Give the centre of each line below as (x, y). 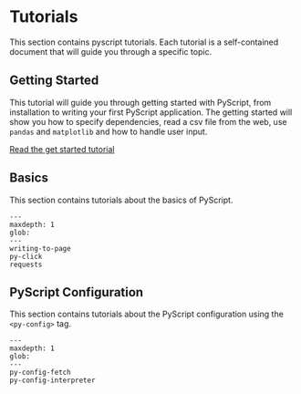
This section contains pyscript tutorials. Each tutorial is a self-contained (144, 42)
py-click (26, 256)
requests (26, 264)
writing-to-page (40, 248)
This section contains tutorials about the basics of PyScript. (121, 200)
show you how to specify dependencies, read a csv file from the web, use (148, 121)
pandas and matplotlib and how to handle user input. (109, 131)
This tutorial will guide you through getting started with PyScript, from (140, 102)
